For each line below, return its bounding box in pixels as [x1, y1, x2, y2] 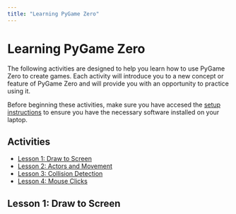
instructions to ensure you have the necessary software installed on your [7, 107, 220, 117]
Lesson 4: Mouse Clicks [17, 177, 88, 186]
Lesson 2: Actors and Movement [17, 162, 113, 170]
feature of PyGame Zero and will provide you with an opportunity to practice [7, 79, 230, 88]
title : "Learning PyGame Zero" [7, 10, 100, 18]
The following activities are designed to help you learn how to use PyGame [7, 64, 225, 73]
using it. [7, 86, 30, 95]
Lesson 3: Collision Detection [17, 170, 103, 178]
